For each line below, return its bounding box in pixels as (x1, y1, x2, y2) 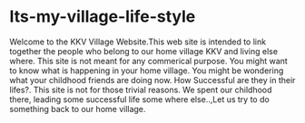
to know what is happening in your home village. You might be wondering (9, 65, 284, 76)
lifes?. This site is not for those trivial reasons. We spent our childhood (9, 84, 272, 95)
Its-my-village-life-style (9, 6, 196, 27)
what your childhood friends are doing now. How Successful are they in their (9, 74, 296, 85)
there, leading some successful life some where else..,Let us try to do (9, 93, 270, 105)
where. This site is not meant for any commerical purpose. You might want (9, 55, 288, 66)
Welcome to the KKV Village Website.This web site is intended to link (9, 36, 266, 47)
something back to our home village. (9, 103, 146, 114)
